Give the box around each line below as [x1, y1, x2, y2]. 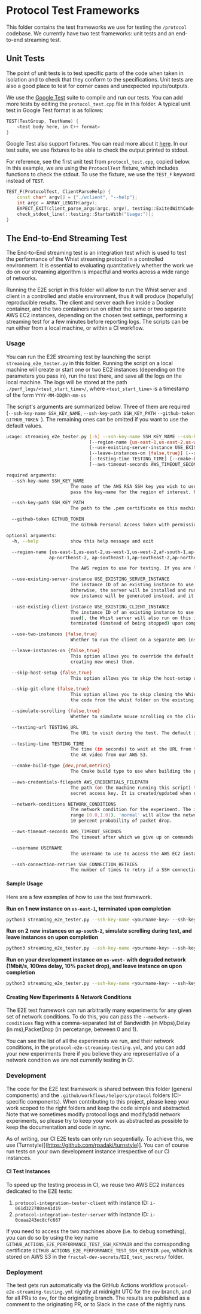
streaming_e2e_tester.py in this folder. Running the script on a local [6, 359, 173, 366]
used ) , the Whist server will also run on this [70, 615, 191, 621]
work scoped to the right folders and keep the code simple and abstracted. [6, 1104, 191, 1111]
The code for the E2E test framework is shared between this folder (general [6, 1085, 193, 1092]
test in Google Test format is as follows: [6, 106, 103, 114]
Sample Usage [6, 879, 43, 887]
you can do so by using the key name [6, 1234, 99, 1241]
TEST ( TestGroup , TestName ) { [6, 118, 79, 124]
